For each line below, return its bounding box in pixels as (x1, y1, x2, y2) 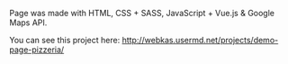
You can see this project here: (9, 35, 121, 45)
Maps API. (9, 17, 48, 28)
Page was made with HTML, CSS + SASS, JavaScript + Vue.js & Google (9, 8, 275, 18)
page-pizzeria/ (9, 44, 65, 55)
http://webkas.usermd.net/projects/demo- (121, 35, 279, 45)
